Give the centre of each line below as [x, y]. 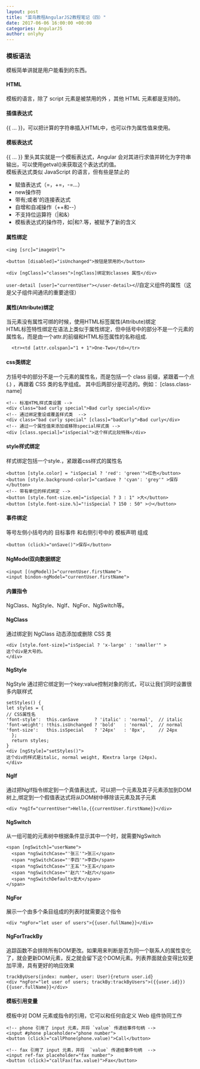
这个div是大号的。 [26, 651]
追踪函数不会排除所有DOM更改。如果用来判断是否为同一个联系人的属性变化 [99, 950]
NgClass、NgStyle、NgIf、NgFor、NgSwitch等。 [67, 605]
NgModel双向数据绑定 [34, 559]
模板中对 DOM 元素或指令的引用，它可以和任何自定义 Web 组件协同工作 [94, 1015]
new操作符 [28, 192]
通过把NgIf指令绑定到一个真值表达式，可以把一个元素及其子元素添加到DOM [99, 790]
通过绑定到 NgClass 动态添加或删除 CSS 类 [59, 634]
